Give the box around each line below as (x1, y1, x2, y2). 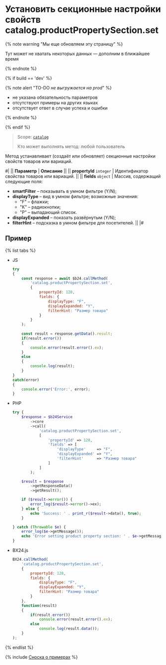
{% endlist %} (5, 644, 34, 650)
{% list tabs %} (5, 247, 36, 253)
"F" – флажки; (19, 199, 49, 205)
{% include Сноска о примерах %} (5, 654, 78, 660)
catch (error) (12, 377, 40, 382)
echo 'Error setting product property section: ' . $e (21, 534, 137, 539)
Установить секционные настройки (5, 3, 161, 15)
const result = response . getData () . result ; (21, 331, 113, 336)
